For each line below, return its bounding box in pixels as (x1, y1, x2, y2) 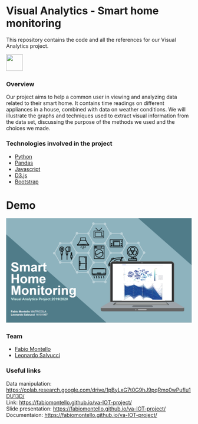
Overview (6, 80, 35, 88)
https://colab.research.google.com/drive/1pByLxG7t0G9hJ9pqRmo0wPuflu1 (6, 386, 191, 393)
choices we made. (6, 125, 51, 132)
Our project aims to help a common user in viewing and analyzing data (6, 93, 177, 101)
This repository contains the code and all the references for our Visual (6, 36, 176, 43)
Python (14, 153, 32, 160)
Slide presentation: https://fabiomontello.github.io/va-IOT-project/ (6, 405, 166, 412)
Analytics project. (6, 42, 49, 50)
